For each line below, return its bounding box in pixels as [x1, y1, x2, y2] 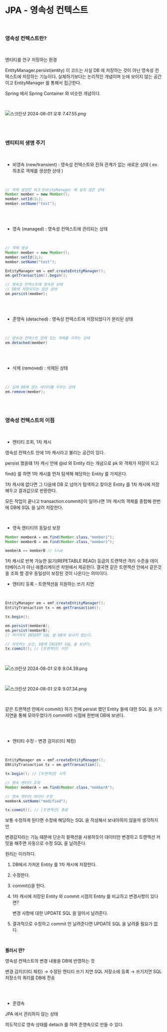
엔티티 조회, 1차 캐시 [12, 439, 52, 445]
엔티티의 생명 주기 [5, 139, 46, 146]
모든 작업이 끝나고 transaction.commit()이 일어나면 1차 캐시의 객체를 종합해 [5, 498, 152, 504]
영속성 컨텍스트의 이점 [5, 417, 55, 424]
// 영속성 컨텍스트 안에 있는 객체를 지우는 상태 [5, 336, 90, 341]
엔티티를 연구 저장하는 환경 [5, 57, 57, 63]
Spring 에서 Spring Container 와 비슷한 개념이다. [5, 90, 101, 96]
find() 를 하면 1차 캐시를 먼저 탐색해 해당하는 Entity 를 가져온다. [5, 470, 128, 477]
